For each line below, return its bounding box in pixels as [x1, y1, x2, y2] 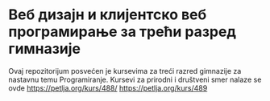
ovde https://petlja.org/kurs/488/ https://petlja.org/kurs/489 [8, 83, 208, 93]
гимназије [8, 40, 81, 58]
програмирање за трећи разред [8, 22, 236, 41]
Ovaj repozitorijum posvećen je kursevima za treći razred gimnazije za [8, 66, 242, 75]
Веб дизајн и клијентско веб [8, 6, 207, 24]
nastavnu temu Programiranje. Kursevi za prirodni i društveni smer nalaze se [8, 75, 262, 84]
